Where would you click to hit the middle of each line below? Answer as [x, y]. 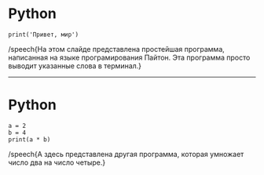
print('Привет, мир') [44, 35]
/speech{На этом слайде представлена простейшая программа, [117, 49]
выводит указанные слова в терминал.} [75, 66]
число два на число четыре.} [57, 162]
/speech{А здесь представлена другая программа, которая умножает [126, 154]
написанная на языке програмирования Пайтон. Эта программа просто [129, 57]
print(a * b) [29, 139]
